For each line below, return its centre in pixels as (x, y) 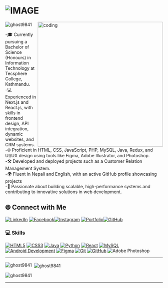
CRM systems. (20, 144)
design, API (17, 123)
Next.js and (17, 102)
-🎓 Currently (19, 34)
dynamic (14, 134)
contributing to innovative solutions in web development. (63, 192)
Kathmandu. (18, 84)
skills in (13, 113)
